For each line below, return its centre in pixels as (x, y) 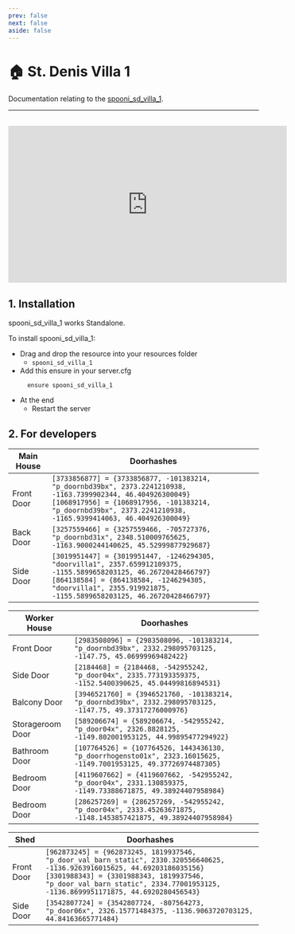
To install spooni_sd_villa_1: (52, 339)
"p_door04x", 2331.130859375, (131, 783)
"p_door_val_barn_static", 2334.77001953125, (133, 884)
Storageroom (37, 724)
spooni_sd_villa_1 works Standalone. (67, 323)
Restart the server (61, 409)
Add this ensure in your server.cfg (76, 371)
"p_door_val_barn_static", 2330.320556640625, (135, 860)
